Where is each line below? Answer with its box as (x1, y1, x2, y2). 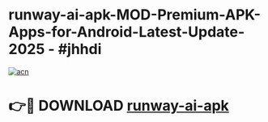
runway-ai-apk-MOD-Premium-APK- (8, 6, 262, 24)
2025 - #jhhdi (8, 40, 102, 58)
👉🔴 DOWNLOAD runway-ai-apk (8, 97, 229, 115)
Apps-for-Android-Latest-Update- (8, 23, 245, 41)
